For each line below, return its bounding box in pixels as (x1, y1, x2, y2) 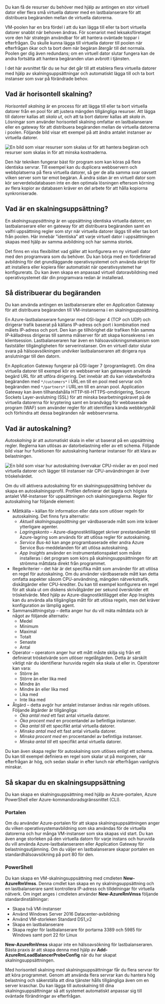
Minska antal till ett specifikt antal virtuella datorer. (19, 739, 122, 744)
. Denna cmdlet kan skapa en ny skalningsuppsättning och (36, 880, 155, 886)
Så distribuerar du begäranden (5, 289, 101, 297)
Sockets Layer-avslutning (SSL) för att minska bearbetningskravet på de (5, 394, 151, 400)
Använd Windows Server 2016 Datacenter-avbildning (12, 911, 120, 917)
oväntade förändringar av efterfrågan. (5, 993, 82, 999)
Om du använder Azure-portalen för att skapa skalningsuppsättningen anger (5, 820, 160, 826)
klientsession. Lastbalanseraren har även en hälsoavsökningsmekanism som (5, 337, 160, 343)
